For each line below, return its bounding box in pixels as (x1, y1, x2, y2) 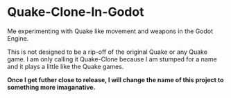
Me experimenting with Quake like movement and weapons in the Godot (7, 27, 214, 35)
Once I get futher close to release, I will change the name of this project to (7, 75, 224, 84)
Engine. (7, 34, 29, 42)
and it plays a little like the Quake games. (7, 62, 124, 70)
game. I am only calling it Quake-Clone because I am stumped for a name (7, 55, 217, 63)
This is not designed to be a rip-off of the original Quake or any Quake (7, 48, 208, 56)
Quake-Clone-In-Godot (7, 4, 144, 20)
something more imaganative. (7, 83, 96, 91)
